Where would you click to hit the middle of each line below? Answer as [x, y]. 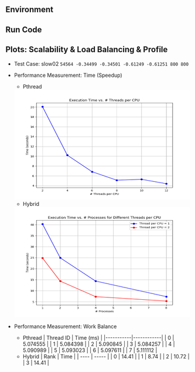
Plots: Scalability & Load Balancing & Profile [87, 50]
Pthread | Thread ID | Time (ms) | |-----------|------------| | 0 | [98, 337]
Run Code [24, 30]
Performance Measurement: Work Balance [65, 326]
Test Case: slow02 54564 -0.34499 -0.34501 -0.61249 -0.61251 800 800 [101, 63]
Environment [30, 10]
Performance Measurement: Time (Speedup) [68, 75]
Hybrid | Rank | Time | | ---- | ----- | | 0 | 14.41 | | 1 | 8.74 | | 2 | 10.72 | [106, 356]
